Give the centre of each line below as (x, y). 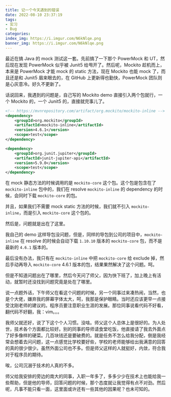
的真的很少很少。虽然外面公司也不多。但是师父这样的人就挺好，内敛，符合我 (85, 348)
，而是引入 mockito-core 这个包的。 (56, 213)
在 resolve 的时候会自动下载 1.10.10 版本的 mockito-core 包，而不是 (91, 241)
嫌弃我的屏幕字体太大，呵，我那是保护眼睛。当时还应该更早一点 (94, 299)
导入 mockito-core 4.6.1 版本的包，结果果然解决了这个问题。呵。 (90, 265)
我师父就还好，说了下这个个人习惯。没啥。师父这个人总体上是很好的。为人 (83, 323)
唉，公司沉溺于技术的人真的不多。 (41, 365)
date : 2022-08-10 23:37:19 (34, 15)
